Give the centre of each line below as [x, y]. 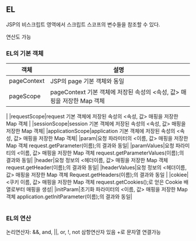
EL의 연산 [19, 218]
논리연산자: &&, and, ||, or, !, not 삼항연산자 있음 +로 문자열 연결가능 [84, 232]
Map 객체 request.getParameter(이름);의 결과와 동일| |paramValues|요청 [90, 146]
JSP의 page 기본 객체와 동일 [87, 81]
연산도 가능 [19, 37]
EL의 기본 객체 [25, 53]
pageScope [25, 96]
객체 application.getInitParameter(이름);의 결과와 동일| [69, 197]
